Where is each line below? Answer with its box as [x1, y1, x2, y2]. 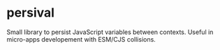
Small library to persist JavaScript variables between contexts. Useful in [6, 28, 214, 36]
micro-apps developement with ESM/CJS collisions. [6, 35, 156, 43]
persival [6, 5, 55, 21]
